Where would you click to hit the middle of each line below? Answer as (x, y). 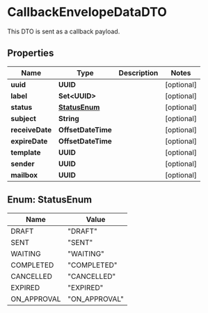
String (69, 118)
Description (138, 72)
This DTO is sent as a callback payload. (64, 31)
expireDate (29, 141)
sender (23, 163)
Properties (31, 53)
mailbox (24, 175)
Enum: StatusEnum (50, 200)
